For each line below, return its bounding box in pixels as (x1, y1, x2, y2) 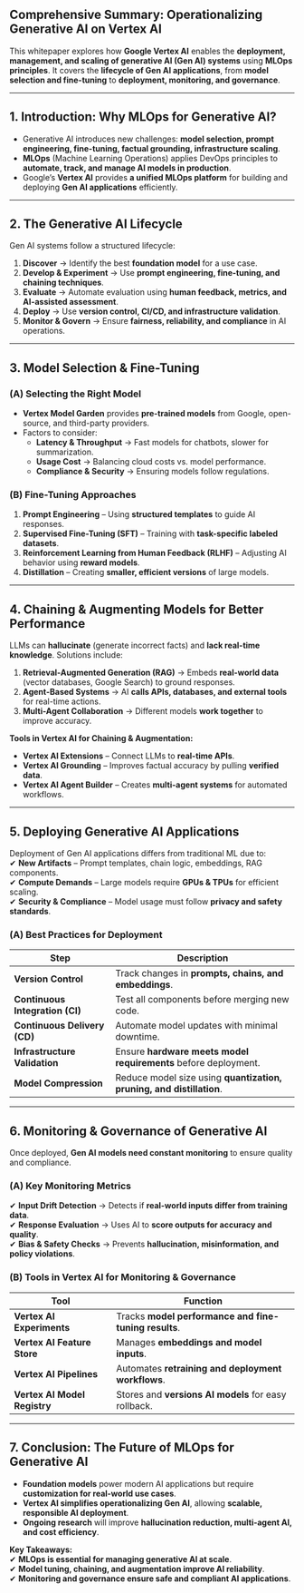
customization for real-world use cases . (22, 1488, 176, 1499)
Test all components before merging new (115, 993, 290, 1006)
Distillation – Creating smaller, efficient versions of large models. (22, 567, 270, 578)
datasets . (22, 538, 60, 549)
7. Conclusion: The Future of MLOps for (9, 1440, 235, 1455)
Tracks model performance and (116, 1310, 254, 1323)
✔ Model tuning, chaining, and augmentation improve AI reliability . (9, 1563, 265, 1574)
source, (22, 417, 52, 429)
